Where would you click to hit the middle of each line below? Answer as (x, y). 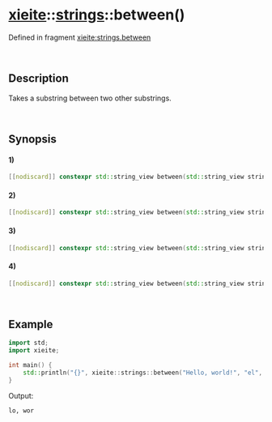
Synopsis (32, 139)
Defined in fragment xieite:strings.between (80, 37)
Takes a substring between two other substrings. (90, 98)
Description (38, 79)
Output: (21, 395)
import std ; (28, 343)
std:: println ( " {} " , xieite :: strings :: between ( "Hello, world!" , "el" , (143, 373)
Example (31, 324)
